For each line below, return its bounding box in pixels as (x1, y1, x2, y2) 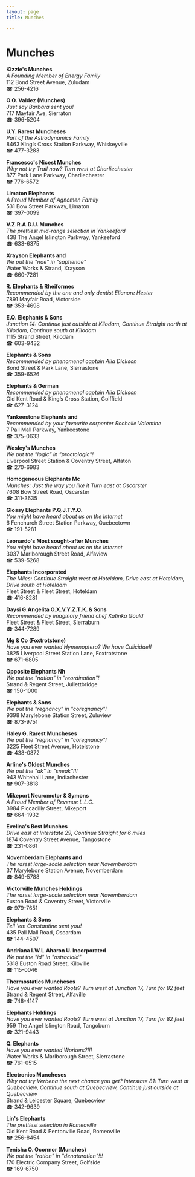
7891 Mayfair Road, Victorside (6, 296, 81, 303)
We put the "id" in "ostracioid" (6, 954, 82, 961)
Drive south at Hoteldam (6, 582, 68, 589)
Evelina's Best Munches (6, 823, 68, 830)
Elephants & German (6, 382, 59, 390)
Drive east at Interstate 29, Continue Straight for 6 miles (6, 830, 146, 837)
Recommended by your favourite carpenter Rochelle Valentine (6, 420, 162, 427)
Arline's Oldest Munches (6, 761, 71, 769)
